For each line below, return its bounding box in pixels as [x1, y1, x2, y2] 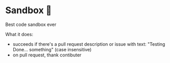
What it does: [5, 31, 33, 37]
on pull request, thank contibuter [12, 52, 82, 58]
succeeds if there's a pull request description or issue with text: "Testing [12, 41, 165, 47]
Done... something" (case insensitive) [12, 46, 92, 52]
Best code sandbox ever [5, 21, 57, 27]
